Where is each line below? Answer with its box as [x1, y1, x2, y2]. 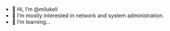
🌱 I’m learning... [11, 18, 51, 25]
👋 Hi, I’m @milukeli [11, 6, 58, 13]
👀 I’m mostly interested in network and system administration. [11, 12, 165, 19]
